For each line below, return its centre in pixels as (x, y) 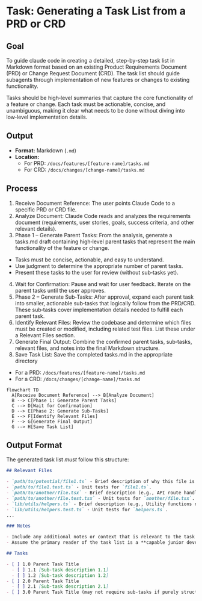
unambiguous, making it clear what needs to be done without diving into (96, 111)
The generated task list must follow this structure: (68, 459)
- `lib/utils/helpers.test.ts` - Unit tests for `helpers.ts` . (87, 509)
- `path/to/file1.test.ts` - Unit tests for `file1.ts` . (79, 487)
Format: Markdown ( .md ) (46, 150)
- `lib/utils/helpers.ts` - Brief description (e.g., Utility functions (99, 504)
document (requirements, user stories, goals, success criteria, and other (104, 222)
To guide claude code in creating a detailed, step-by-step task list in (90, 61)
